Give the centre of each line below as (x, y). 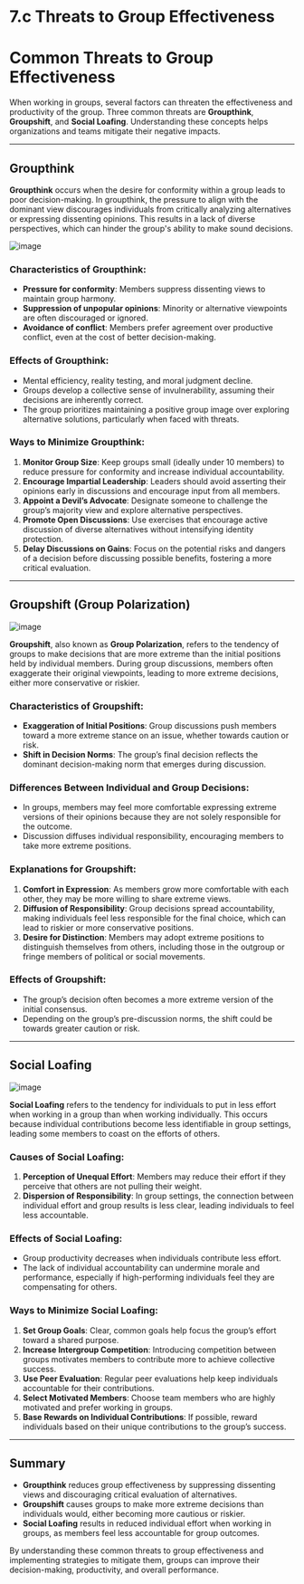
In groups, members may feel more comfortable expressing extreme (150, 807)
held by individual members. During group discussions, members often (142, 663)
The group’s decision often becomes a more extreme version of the (148, 999)
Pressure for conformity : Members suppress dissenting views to (144, 289)
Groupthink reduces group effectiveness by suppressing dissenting (149, 1485)
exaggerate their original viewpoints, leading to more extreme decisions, (144, 673)
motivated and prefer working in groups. (98, 1407)
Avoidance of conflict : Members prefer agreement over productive (147, 328)
